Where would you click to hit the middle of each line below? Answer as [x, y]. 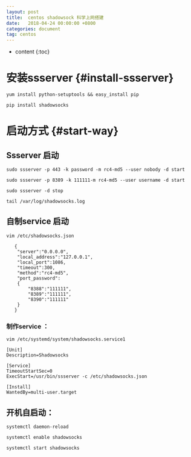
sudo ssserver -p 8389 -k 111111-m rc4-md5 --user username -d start [96, 180]
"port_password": [39, 278]
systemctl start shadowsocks [43, 448]
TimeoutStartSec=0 [29, 371]
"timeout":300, [36, 267]
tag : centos [21, 35]
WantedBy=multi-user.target [42, 392]
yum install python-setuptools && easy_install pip [73, 95]
